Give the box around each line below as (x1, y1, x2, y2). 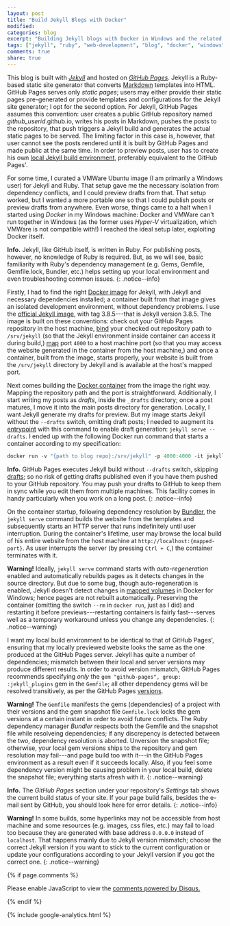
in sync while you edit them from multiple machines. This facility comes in (7, 487, 216, 495)
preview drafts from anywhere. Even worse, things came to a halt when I (7, 203, 212, 211)
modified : (7, 23, 36, 29)
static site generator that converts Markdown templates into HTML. (26, 80, 216, 89)
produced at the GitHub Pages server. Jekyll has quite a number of (7, 650, 196, 658)
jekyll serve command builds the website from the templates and (7, 514, 194, 523)
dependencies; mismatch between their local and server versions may (7, 658, 205, 666)
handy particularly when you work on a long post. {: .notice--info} (7, 494, 193, 502)
